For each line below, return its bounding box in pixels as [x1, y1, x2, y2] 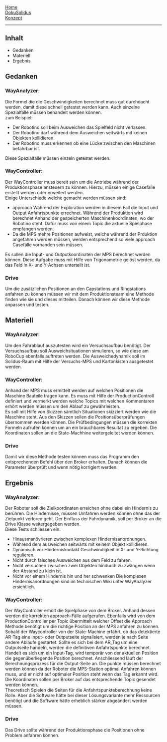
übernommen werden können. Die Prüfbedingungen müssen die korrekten [5, 419, 158, 425]
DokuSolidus [5, 9, 31, 15]
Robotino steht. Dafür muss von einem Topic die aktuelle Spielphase [12, 220, 153, 226]
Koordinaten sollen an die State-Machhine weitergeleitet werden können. [5, 430, 155, 436]
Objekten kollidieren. [12, 135, 55, 141]
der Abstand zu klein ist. [12, 568, 62, 574]
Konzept [5, 15, 22, 20]
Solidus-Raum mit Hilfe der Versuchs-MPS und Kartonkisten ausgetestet [5, 358, 154, 364]
